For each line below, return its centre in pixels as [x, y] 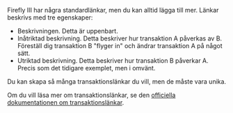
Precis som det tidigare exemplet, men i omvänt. [86, 68]
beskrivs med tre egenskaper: [50, 17]
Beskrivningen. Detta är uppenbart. [67, 31]
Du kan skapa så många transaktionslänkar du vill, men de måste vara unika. [117, 82]
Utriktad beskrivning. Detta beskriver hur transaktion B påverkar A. [113, 61]
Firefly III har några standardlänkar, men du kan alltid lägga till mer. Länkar [113, 10]
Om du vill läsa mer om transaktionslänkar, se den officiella [91, 95]
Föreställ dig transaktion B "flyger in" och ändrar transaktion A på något [120, 46]
